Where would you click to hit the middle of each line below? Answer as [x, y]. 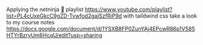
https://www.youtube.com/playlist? [129, 9]
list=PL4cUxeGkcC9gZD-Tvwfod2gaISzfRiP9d [64, 16]
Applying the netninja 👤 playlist [45, 9]
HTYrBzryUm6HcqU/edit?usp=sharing [54, 35]
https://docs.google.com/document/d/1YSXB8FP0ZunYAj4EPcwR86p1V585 [101, 29]
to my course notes [30, 22]
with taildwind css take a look [160, 16]
